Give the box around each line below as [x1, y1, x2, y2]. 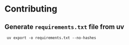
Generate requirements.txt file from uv [4, 23, 125, 31]
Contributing [4, 3, 57, 15]
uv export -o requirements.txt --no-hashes [6, 35, 96, 40]
